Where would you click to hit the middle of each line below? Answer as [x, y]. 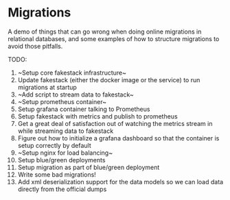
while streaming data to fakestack [66, 131]
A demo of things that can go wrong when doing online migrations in [105, 32]
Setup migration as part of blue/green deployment [89, 167]
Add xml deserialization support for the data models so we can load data [120, 182]
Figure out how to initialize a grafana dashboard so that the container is [118, 138]
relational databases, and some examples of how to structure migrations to [114, 38]
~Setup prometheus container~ [62, 101]
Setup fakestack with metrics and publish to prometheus [97, 116]
